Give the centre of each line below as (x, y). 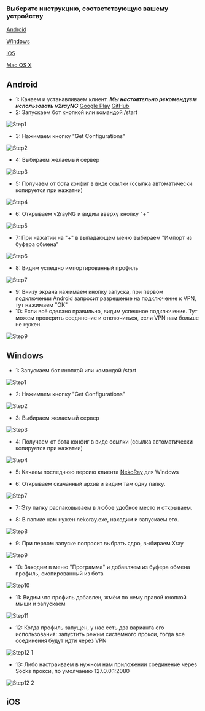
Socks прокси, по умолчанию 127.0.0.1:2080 (72, 671)
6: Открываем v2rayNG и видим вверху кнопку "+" (82, 214)
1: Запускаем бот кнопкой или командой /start (76, 370)
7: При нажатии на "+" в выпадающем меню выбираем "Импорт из (103, 238)
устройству (25, 16)
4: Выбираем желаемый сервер (57, 160)
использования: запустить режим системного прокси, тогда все (100, 634)
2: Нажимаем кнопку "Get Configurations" (70, 394)
